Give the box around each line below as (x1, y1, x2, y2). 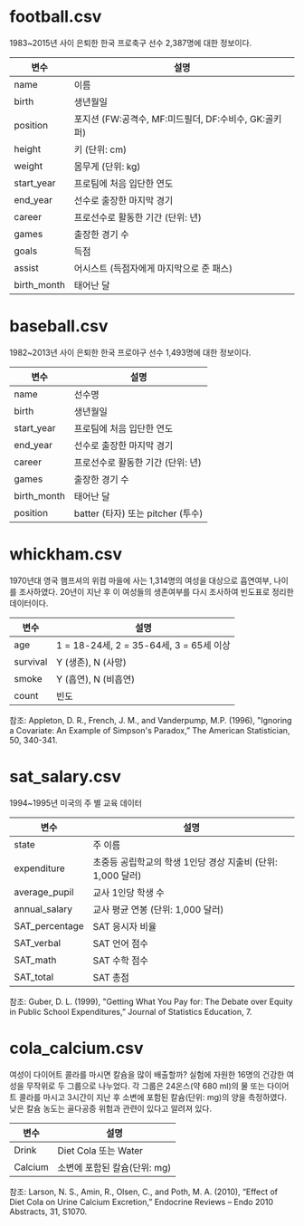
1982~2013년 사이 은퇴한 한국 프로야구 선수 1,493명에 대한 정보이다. (9, 347, 252, 358)
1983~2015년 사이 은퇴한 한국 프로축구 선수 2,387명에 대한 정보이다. (9, 37, 252, 48)
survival (14, 655, 48, 667)
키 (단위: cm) (73, 143, 127, 156)
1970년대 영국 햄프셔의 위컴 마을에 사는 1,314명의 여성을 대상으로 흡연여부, (9, 575, 272, 586)
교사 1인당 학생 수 (92, 886, 165, 898)
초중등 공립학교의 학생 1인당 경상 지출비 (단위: (92, 856, 278, 868)
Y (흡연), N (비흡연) (55, 673, 136, 685)
